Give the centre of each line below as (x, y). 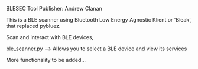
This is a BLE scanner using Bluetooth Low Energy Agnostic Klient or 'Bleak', (99, 20)
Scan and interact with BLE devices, (50, 37)
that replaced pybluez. (33, 26)
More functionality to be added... (46, 60)
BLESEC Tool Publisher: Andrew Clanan (54, 8)
